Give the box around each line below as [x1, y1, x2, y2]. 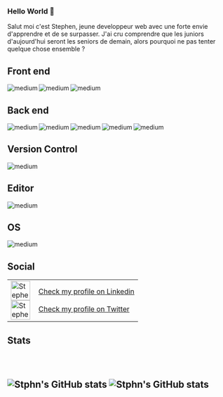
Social [7, 260, 35, 272]
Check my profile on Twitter [38, 304, 130, 314]
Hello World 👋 [7, 6, 55, 16]
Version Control [7, 144, 78, 156]
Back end [7, 104, 49, 116]
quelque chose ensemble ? [7, 45, 86, 53]
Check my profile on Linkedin [38, 286, 135, 296]
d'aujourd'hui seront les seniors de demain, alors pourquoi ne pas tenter [7, 37, 216, 46]
